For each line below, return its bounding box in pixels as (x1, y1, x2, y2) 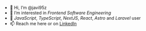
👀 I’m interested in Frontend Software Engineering (9, 10, 111, 16)
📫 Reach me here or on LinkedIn (9, 21, 77, 27)
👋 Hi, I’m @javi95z (9, 5, 47, 10)
